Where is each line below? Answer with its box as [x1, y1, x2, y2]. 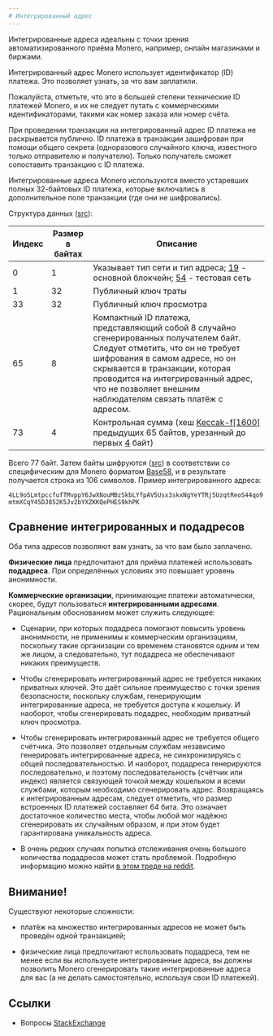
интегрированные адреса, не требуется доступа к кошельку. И [19, 700, 241, 709]
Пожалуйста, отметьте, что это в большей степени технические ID [8, 91, 241, 102]
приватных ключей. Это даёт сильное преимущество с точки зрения [19, 683, 260, 692]
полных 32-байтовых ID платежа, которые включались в [8, 184, 206, 194]
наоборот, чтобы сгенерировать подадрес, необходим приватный [19, 709, 251, 718]
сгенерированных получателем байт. [93, 331, 241, 343]
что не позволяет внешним [93, 383, 201, 394]
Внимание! [8, 885, 67, 898]
